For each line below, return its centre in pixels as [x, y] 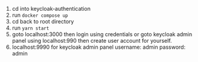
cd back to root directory [43, 21]
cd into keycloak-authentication [51, 9]
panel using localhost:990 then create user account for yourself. [92, 41]
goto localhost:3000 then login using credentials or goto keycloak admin [102, 34]
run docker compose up [40, 15]
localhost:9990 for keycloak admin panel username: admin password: [99, 47]
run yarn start [30, 28]
